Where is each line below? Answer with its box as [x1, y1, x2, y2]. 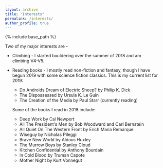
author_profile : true [5, 20, 49, 26]
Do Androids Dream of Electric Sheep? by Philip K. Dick [19, 87, 130, 93]
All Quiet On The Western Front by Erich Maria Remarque [19, 127, 134, 133]
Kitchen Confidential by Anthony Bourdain [19, 147, 104, 153]
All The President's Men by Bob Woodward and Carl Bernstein [19, 121, 145, 127]
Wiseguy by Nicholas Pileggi [19, 132, 77, 137]
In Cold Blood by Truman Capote [19, 152, 85, 158]
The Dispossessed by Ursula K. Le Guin [19, 92, 99, 98]
